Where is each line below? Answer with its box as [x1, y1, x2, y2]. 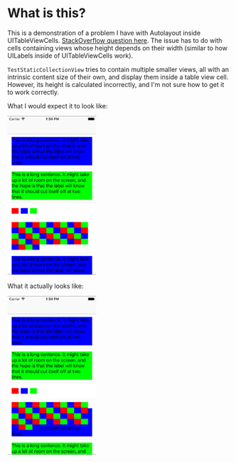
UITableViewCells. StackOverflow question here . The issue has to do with [7, 36, 222, 44]
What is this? [7, 5, 87, 21]
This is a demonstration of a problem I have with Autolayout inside [7, 29, 201, 37]
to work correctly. [7, 88, 59, 96]
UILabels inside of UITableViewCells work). [7, 51, 134, 60]
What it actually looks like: [7, 282, 84, 290]
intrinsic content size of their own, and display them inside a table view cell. [7, 73, 229, 81]
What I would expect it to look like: [7, 101, 108, 110]
